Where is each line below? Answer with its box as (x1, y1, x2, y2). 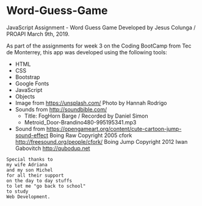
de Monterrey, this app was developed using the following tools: (6, 48, 168, 55)
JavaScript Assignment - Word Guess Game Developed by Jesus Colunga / (6, 24, 196, 31)
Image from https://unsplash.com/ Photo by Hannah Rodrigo (15, 99, 167, 107)
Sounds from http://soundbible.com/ (15, 105, 107, 113)
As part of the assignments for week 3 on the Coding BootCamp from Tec (6, 42, 192, 49)
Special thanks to (6, 156, 53, 162)
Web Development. (6, 193, 51, 200)
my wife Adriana (6, 162, 48, 168)
